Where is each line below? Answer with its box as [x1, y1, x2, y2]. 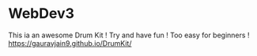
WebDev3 [8, 5, 75, 23]
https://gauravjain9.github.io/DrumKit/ [8, 38, 132, 47]
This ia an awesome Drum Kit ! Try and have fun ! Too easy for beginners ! [8, 30, 250, 40]
